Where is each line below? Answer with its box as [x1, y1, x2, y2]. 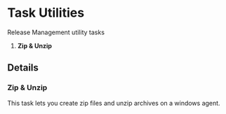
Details [7, 62, 39, 74]
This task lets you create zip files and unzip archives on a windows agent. [7, 99, 220, 107]
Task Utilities [7, 5, 85, 21]
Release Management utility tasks [7, 28, 105, 36]
